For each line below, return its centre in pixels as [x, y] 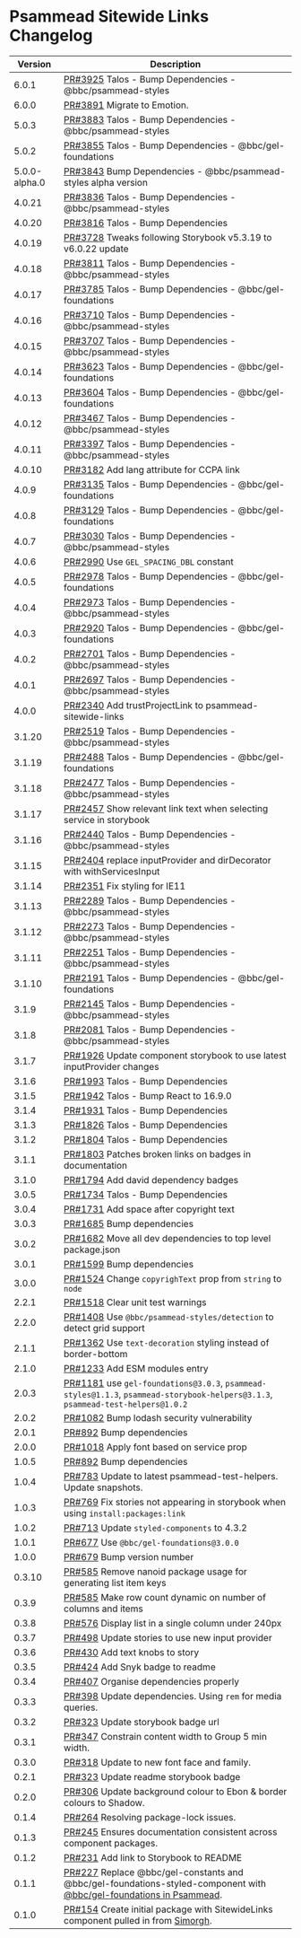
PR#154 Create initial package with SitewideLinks [168, 1909]
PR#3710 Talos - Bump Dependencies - [150, 314]
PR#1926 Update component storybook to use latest [175, 1055]
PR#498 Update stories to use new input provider [168, 1637]
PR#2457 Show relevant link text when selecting [166, 808]
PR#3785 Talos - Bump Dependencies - [150, 289]
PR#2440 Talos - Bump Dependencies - [150, 834]
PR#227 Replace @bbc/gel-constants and [154, 1872]
